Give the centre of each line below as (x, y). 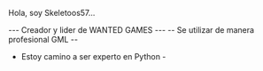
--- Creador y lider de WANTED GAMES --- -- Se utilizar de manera (131, 30)
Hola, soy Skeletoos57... (52, 13)
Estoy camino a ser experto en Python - (93, 56)
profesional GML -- (43, 39)
